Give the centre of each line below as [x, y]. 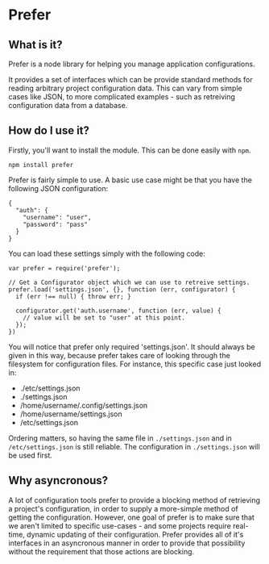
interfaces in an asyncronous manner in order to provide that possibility [127, 543]
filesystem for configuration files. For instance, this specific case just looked [135, 364]
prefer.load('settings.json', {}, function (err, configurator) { [122, 289]
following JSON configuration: [58, 188]
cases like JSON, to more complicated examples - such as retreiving [122, 97]
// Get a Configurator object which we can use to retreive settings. [129, 282]
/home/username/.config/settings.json [84, 405]
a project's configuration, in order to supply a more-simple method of [124, 508]
